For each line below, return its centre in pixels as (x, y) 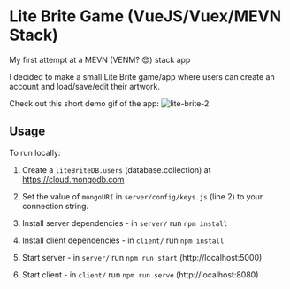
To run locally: (35, 152)
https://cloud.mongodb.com (73, 179)
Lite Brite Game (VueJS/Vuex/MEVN (145, 16)
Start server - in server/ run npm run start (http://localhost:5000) (142, 257)
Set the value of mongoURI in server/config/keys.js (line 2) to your (142, 196)
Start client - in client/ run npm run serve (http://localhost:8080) (140, 274)
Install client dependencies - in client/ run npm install (123, 240)
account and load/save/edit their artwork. (85, 86)
